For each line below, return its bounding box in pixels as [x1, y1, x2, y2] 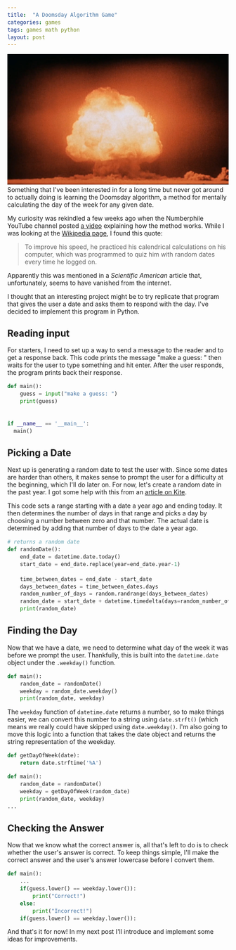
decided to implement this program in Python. [7, 307, 140, 316]
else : [20, 900, 37, 907]
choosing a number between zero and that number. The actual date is [7, 517, 209, 525]
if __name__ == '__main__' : [7, 420, 90, 427]
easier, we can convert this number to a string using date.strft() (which [7, 715, 218, 724]
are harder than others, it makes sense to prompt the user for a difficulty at [7, 473, 223, 482]
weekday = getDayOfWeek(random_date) [20, 788, 131, 795]
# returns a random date [7, 539, 80, 546]
